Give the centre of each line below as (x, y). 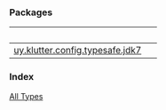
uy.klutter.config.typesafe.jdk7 (78, 51)
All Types (26, 96)
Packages (31, 12)
